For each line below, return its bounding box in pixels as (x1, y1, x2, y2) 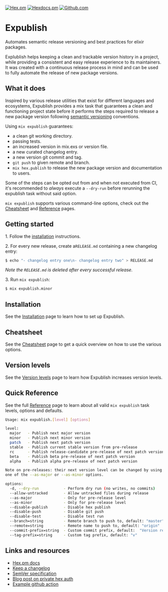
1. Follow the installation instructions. (5, 233, 81, 239)
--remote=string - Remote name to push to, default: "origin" (9, 523, 160, 528)
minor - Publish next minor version (9, 435, 91, 440)
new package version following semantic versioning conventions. (5, 113, 140, 120)
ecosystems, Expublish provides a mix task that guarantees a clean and (5, 103, 152, 109)
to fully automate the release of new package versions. (5, 70, 118, 76)
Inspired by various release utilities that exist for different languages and (5, 98, 154, 104)
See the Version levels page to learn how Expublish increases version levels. (5, 374, 162, 380)
